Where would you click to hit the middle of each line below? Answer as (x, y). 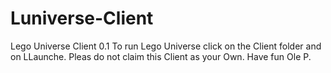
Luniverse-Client (82, 18)
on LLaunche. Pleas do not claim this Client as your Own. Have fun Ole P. (161, 56)
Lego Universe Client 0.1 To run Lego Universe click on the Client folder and (166, 46)
